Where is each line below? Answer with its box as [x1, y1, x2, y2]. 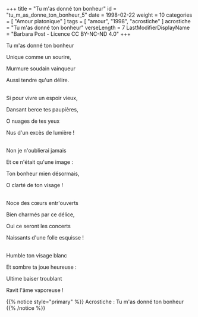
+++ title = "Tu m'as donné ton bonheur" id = [6, 5, 117, 12]
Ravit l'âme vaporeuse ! [6, 287, 64, 294]
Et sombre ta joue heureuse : [6, 263, 77, 271]
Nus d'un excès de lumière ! [6, 129, 75, 136]
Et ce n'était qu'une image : [6, 158, 73, 166]
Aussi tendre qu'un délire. [6, 77, 70, 83]
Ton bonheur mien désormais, [6, 170, 80, 177]
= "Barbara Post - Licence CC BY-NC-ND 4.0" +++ [6, 30, 131, 38]
